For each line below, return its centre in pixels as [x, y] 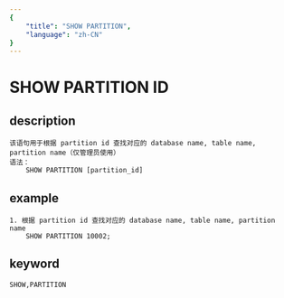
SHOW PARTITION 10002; [68, 237]
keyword [35, 264]
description [43, 121]
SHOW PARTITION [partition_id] [85, 171]
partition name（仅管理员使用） [65, 153]
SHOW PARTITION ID [89, 88]
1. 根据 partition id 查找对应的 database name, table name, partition [142, 221]
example [34, 198]
